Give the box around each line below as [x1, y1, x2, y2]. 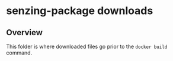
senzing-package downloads [6, 4, 153, 18]
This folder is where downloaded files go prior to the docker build [6, 43, 168, 50]
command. [6, 49, 33, 56]
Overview [6, 28, 43, 38]
